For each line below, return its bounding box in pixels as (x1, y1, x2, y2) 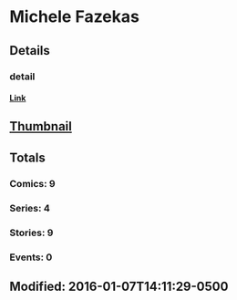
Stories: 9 (9, 226, 54, 239)
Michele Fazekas (9, 6, 139, 27)
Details (9, 43, 50, 58)
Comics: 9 (9, 177, 57, 190)
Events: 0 (9, 251, 53, 264)
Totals (9, 150, 46, 165)
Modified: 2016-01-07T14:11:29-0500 (9, 278, 229, 294)
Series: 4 (9, 202, 50, 214)
